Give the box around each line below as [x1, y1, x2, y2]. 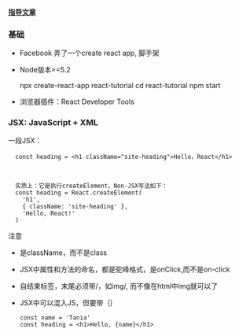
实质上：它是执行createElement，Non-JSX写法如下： [15, 182, 167, 190]
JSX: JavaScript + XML [8, 116, 98, 127]
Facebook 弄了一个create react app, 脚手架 [19, 48, 160, 57]
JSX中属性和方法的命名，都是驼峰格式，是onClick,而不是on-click [19, 264, 230, 275]
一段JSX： [8, 136, 42, 146]
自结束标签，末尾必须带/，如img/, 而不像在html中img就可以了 [19, 282, 219, 291]
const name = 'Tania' [19, 314, 90, 322]
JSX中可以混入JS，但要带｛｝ [19, 298, 118, 308]
